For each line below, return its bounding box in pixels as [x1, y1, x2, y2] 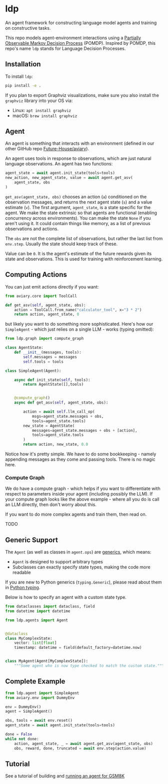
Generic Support [5, 536, 58, 544]
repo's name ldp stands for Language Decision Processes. [5, 45, 126, 51]
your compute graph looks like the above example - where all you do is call [5, 496, 159, 503]
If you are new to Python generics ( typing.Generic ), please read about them [5, 579, 162, 585]
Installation [5, 60, 41, 68]
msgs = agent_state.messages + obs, [31, 414, 104, 419]
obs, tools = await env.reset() [5, 718, 72, 723]
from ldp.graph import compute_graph [5, 336, 84, 341]
